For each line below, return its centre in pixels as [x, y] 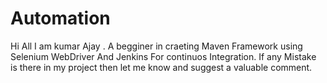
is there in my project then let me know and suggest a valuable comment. [161, 67]
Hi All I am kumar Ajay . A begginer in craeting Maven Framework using [156, 46]
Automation [60, 18]
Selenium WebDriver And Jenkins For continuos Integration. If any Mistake [163, 56]
